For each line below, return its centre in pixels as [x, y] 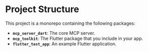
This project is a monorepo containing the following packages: [70, 23]
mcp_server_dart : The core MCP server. [54, 33]
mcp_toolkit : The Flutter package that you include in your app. [78, 38]
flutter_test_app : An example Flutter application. [64, 43]
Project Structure [42, 9]
